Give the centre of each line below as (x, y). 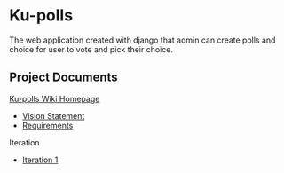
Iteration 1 (40, 160)
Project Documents (63, 78)
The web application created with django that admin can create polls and (142, 40)
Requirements (47, 125)
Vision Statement (53, 115)
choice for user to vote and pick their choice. (91, 49)
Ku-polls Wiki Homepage (55, 98)
